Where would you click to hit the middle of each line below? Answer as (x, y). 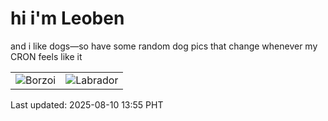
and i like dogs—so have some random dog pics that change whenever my (164, 46)
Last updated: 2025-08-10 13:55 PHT (87, 104)
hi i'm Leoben (67, 18)
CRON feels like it (46, 56)
